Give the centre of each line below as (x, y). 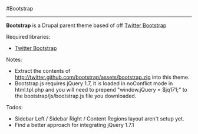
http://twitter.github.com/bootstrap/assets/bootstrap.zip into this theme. (102, 77)
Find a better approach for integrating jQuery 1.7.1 (74, 125)
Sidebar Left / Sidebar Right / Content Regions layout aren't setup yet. (99, 119)
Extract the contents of (42, 71)
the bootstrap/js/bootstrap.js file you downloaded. (75, 96)
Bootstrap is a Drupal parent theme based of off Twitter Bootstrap (86, 25)
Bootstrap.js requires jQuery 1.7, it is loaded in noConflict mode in (94, 83)
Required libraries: (28, 37)
